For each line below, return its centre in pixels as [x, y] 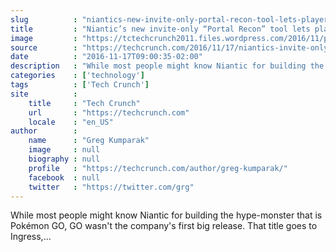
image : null [64, 150]
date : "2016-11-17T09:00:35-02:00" [106, 57]
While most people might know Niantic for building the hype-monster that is [166, 215]
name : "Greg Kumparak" [89, 141]
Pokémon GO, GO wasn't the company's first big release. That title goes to [164, 226]
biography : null [64, 159]
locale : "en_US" [71, 122]
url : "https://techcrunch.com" [109, 112]
